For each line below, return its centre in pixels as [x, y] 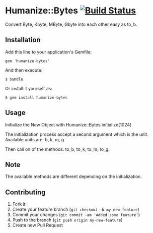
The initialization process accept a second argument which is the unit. [77, 134]
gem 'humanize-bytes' [28, 61]
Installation [23, 40]
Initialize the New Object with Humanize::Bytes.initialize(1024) [68, 124]
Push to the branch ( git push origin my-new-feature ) [67, 220]
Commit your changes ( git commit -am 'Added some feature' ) [76, 215]
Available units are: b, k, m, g [35, 139]
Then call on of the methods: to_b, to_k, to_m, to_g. [58, 149]
